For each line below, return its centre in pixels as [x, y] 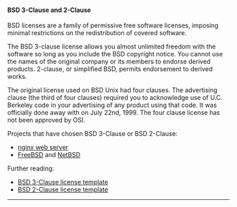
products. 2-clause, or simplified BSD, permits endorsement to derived [110, 69]
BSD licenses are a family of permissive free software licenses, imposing [113, 25]
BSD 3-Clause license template [63, 182]
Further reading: [31, 168]
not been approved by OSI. [47, 120]
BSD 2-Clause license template [63, 189]
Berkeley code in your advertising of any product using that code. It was [112, 105]
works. [17, 77]
